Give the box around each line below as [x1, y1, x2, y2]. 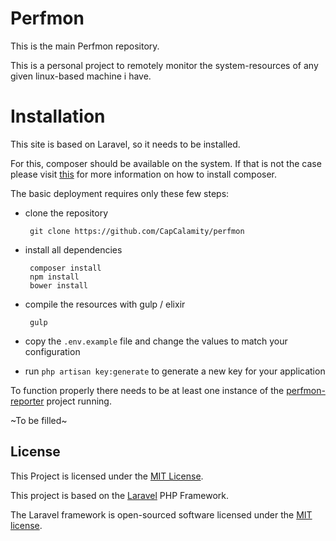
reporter [10, 395, 45, 407]
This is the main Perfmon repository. [10, 40, 160, 52]
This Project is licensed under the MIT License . [10, 470, 204, 482]
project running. [46, 395, 112, 407]
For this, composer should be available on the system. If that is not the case [10, 157, 322, 169]
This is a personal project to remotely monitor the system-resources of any [10, 59, 319, 71]
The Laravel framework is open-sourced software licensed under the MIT [10, 508, 313, 521]
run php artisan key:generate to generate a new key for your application [24, 365, 326, 377]
